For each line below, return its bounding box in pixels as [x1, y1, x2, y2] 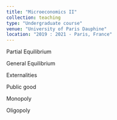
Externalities [6, 72, 38, 79]
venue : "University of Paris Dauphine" [6, 25, 107, 32]
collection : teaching [6, 15, 61, 21]
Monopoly [6, 95, 32, 102]
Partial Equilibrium [6, 48, 52, 55]
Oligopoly [6, 107, 30, 114]
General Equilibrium [6, 60, 56, 67]
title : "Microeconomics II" [6, 8, 78, 15]
